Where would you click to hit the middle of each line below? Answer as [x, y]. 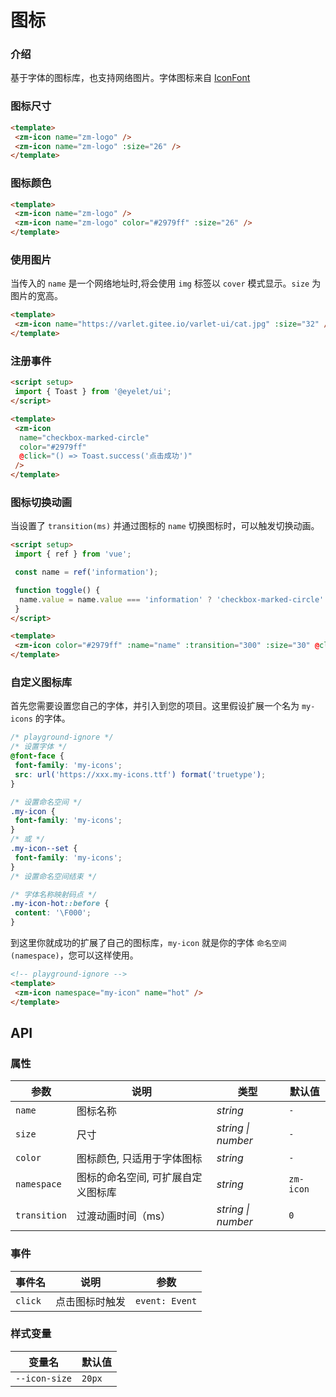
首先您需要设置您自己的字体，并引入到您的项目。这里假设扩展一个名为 [155, 706]
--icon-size [44, 1378]
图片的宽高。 [36, 296]
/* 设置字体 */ [39, 747]
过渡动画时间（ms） [124, 1216]
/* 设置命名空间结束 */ [54, 876]
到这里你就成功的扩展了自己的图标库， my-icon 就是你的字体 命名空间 [148, 943]
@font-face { [37, 756]
